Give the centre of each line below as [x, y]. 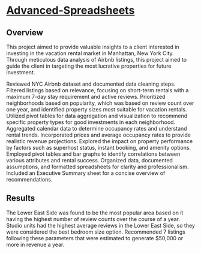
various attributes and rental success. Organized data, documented [89, 160]
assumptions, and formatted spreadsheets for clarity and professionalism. [97, 167]
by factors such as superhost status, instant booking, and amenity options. [98, 148]
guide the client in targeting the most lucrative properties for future [89, 66]
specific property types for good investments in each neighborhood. [91, 122]
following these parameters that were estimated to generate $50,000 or [95, 238]
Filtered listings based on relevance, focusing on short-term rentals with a [97, 90]
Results [21, 198]
